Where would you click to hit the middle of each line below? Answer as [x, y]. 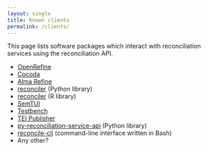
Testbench [33, 111]
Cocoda [28, 74]
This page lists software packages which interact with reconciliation [104, 46]
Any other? [33, 141]
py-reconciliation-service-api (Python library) [82, 126]
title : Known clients [38, 20]
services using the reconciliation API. [60, 53]
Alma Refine [34, 82]
